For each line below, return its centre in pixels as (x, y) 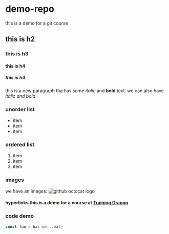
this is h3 (17, 54)
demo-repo (30, 9)
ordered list (20, 145)
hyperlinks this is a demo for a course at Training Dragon (67, 203)
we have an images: (26, 191)
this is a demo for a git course (37, 23)
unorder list (20, 109)
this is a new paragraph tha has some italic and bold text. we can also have (84, 91)
